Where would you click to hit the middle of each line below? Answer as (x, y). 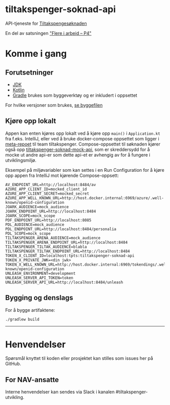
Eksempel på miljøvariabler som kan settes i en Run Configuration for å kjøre (85, 170)
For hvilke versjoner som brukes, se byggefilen (54, 105)
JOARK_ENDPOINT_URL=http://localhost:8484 (51, 211)
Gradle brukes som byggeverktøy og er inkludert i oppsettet (75, 95)
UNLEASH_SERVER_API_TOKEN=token (39, 278)
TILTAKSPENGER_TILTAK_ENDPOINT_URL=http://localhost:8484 (68, 251)
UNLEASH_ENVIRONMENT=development (40, 273)
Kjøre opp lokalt (31, 121)
